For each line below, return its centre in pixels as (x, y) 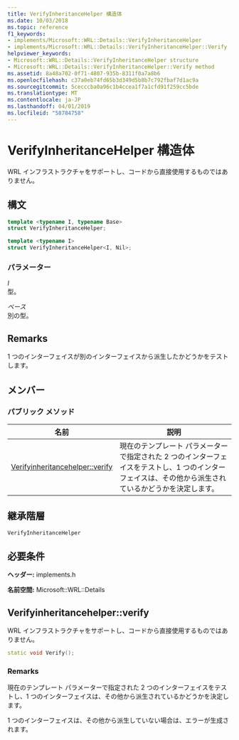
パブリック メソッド (41, 412)
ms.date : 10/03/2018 (38, 21)
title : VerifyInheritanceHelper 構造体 (65, 14)
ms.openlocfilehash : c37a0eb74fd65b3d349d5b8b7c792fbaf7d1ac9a (103, 80)
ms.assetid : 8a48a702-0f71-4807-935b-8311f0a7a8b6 (84, 73)
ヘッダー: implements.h (42, 575)
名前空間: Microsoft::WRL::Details (56, 590)
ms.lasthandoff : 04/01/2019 (49, 107)
